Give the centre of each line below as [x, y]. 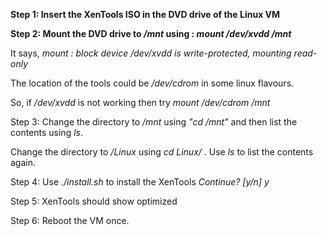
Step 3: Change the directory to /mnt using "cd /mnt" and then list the [154, 122]
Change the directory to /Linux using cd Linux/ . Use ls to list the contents [162, 152]
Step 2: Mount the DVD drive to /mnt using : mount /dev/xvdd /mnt [151, 33]
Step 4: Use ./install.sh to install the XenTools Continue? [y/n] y [140, 182]
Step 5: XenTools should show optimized [94, 201]
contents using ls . [46, 132]
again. [23, 162]
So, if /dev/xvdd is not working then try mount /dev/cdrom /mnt [140, 102]
